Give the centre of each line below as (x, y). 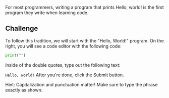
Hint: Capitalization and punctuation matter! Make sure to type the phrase (81, 84)
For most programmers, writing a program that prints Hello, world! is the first (84, 7)
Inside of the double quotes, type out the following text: (63, 65)
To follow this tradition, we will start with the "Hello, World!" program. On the (84, 40)
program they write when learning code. (47, 13)
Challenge (22, 29)
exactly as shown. (24, 90)
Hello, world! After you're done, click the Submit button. (65, 75)
